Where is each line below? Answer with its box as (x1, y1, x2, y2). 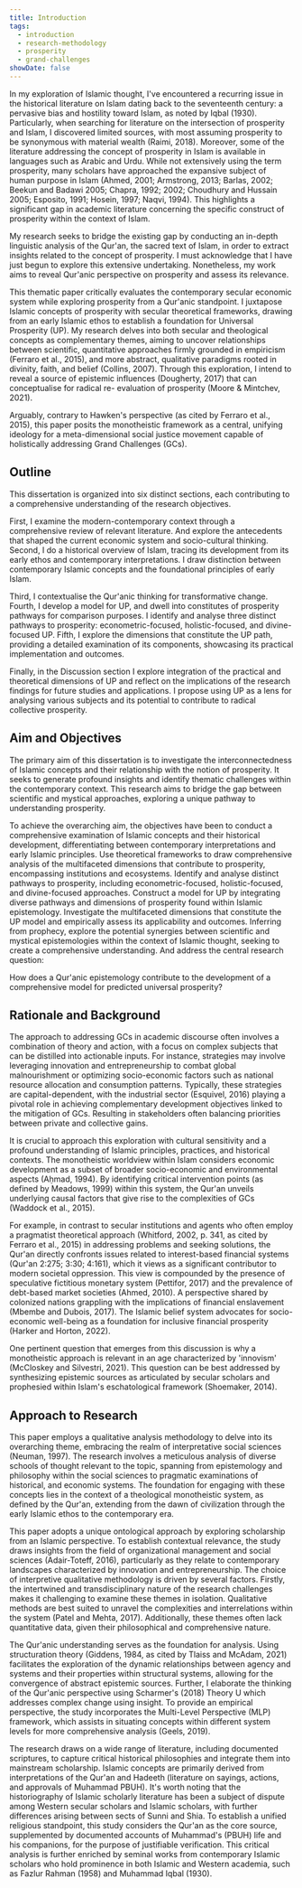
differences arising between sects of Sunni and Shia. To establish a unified (9, 1810, 287, 1821)
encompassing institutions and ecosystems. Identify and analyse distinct (9, 868, 279, 879)
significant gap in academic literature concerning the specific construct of (9, 203, 285, 214)
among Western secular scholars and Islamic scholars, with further (9, 1801, 258, 1812)
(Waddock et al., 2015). (9, 1202, 96, 1213)
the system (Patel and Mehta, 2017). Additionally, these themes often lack (9, 1612, 282, 1623)
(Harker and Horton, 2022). (9, 1325, 111, 1337)
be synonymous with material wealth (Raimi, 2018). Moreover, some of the (9, 136, 285, 147)
